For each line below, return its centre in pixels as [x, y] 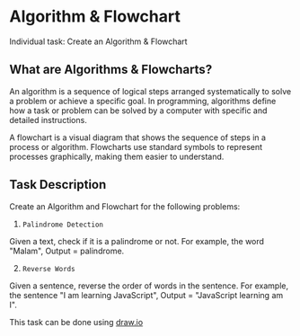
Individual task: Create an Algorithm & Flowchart [98, 41]
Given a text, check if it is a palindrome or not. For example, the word [137, 241]
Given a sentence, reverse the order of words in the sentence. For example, [149, 286]
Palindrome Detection [62, 225]
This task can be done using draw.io [76, 322]
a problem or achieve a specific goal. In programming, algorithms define [143, 101]
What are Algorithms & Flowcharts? [111, 70]
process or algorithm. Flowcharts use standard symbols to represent [136, 146]
